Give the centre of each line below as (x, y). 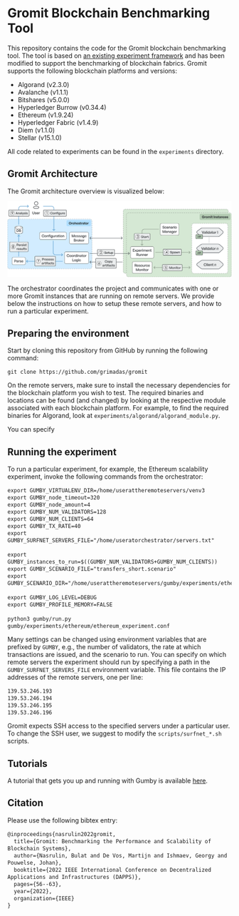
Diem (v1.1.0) (36, 130)
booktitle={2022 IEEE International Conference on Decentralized (113, 870)
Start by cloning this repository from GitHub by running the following (108, 350)
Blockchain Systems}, (39, 848)
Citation (26, 803)
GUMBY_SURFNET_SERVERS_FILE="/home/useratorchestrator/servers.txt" (111, 541)
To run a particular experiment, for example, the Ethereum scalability (108, 469)
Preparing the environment (68, 333)
